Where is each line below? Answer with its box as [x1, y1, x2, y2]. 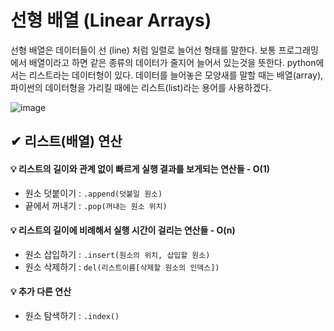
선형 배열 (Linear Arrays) [10, 9, 212, 32]
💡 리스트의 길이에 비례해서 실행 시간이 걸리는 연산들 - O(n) [10, 224, 236, 236]
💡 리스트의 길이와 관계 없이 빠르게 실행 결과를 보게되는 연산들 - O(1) [10, 162, 271, 175]
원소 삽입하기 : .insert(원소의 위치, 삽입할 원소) [24, 248, 211, 260]
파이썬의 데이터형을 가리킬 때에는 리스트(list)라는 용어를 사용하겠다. [10, 81, 272, 93]
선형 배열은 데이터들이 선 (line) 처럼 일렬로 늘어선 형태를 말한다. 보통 [10, 44, 277, 56]
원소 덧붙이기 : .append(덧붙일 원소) [24, 187, 163, 199]
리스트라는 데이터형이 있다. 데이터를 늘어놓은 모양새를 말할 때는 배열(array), [28, 69, 324, 81]
